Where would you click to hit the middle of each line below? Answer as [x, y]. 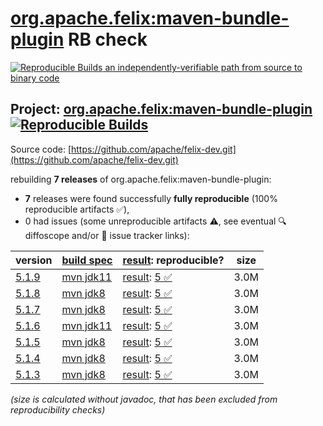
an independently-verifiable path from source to [203, 67]
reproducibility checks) [58, 409]
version [34, 260]
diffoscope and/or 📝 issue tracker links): [107, 235]
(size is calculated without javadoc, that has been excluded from [144, 399]
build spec [87, 260]
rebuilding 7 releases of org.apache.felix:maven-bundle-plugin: [141, 179]
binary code [35, 78]
